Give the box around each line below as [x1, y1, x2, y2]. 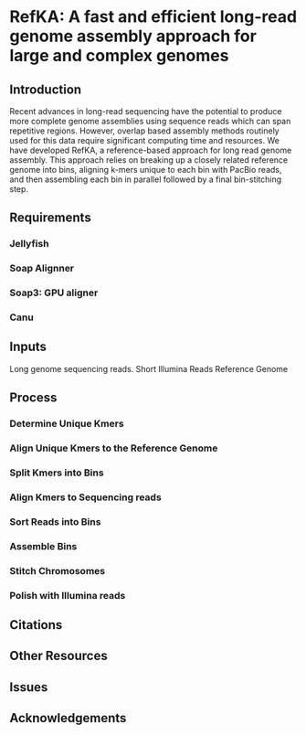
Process [9, 390, 58, 406]
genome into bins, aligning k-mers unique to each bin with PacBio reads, [9, 165, 282, 175]
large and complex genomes [9, 46, 229, 66]
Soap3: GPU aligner [9, 286, 99, 299]
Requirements [9, 210, 91, 226]
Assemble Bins [9, 539, 78, 552]
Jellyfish [9, 238, 49, 250]
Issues [9, 679, 48, 695]
